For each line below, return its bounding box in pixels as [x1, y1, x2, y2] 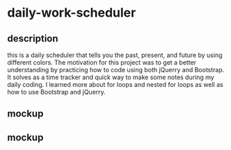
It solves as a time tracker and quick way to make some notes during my [7, 73, 214, 81]
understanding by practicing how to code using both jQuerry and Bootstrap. [7, 66, 225, 74]
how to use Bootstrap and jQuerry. [7, 88, 106, 96]
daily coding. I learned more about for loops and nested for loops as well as [7, 81, 224, 88]
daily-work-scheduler [7, 5, 136, 21]
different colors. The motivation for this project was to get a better [7, 58, 197, 67]
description [7, 33, 58, 44]
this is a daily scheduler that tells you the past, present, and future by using [7, 51, 223, 59]
